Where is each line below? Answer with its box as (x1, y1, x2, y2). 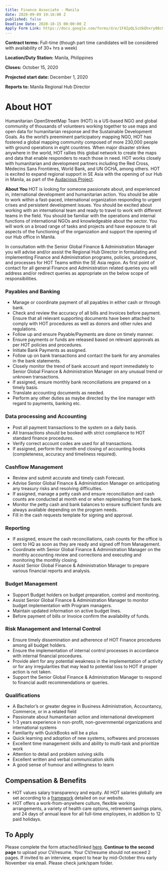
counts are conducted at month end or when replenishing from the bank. (12, 496, 162, 502)
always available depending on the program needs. (12, 507, 118, 513)
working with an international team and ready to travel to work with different (5, 207, 161, 213)
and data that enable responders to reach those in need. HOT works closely (5, 155, 161, 161)
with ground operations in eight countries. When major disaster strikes (5, 145, 150, 151)
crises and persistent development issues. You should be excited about (5, 202, 152, 208)
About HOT (5, 101, 52, 113)
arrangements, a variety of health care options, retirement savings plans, (12, 805, 162, 811)
